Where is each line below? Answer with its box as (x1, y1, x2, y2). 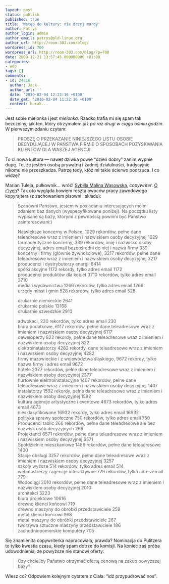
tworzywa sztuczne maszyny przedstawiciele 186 (17, 522, 121, 528)
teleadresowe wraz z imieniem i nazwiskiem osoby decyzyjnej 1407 (17, 383, 158, 389)
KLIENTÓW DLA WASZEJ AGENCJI (17, 147, 91, 153)
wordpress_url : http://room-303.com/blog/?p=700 (5, 50, 109, 55)
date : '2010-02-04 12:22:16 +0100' (10, 92, 85, 97)
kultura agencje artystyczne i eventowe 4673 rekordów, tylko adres (17, 399, 158, 405)
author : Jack (10, 82, 37, 87)
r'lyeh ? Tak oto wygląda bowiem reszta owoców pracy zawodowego (5, 188, 147, 194)
